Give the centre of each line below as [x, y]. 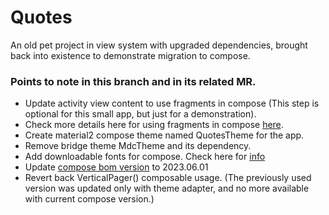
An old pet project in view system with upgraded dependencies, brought [159, 45]
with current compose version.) [89, 199]
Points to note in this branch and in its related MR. [133, 81]
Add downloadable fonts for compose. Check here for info [145, 157]
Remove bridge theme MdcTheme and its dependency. [138, 146]
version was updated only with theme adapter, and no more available [167, 188]
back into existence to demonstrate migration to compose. [130, 55]
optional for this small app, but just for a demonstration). [140, 114]
